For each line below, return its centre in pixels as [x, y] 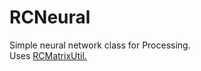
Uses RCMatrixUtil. [48, 55]
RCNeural [50, 17]
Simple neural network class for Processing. [100, 45]
